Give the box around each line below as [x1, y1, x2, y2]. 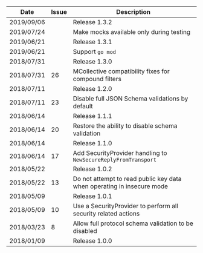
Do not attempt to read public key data [72, 175, 182, 183]
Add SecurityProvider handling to [72, 149, 167, 157]
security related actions [72, 209, 140, 217]
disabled [72, 227, 98, 235]
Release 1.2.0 [72, 85, 112, 93]
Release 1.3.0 [72, 57, 112, 65]
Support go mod [72, 48, 117, 56]
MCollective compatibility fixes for [72, 67, 170, 75]
